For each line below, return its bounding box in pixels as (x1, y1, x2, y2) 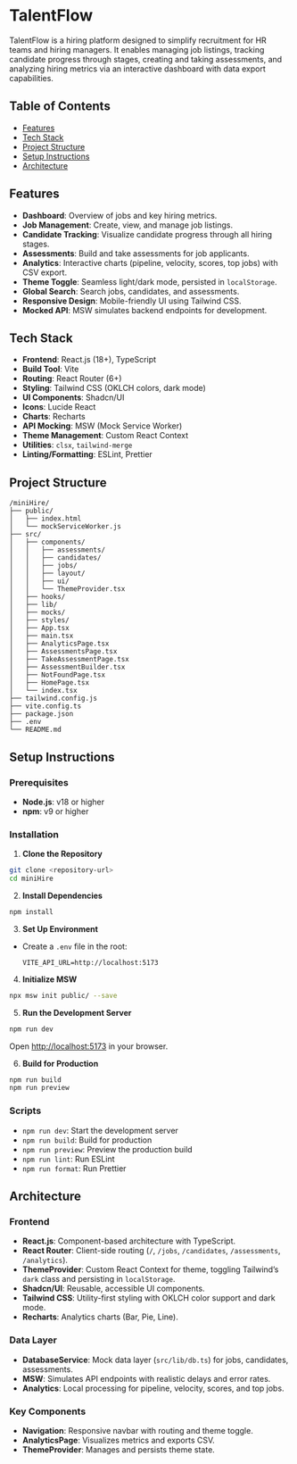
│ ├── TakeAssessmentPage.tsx (9, 655, 129, 664)
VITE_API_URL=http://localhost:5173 (21, 958, 159, 967)
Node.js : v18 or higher (21, 796, 105, 807)
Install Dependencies (21, 890, 103, 901)
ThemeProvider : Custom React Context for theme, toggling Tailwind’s (21, 1264, 279, 1275)
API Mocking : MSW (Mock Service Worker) (21, 420, 183, 431)
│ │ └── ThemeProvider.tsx (9, 585, 126, 594)
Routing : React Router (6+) (21, 373, 122, 384)
